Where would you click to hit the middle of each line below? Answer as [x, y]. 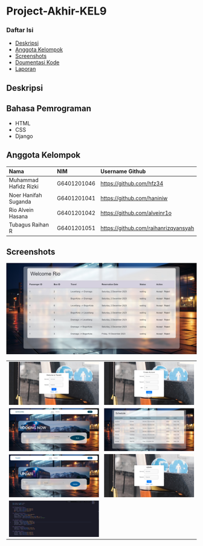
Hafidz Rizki [24, 186]
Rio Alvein [21, 209]
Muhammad [24, 180]
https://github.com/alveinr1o [136, 213]
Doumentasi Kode [37, 62]
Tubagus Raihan [29, 225]
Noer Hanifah [25, 195]
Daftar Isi [20, 30]
